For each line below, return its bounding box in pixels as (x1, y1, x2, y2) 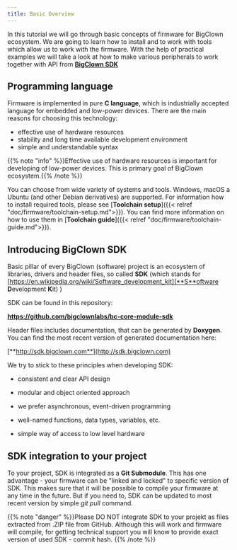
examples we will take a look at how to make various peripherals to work (7, 52, 219, 61)
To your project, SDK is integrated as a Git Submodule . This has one (7, 469, 207, 478)
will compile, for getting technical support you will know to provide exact (7, 528, 219, 537)
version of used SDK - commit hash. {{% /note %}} (7, 535, 156, 544)
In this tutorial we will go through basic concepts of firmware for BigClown (7, 30, 224, 38)
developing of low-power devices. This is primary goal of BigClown (7, 164, 204, 173)
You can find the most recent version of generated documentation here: (7, 333, 217, 342)
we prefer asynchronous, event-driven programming (17, 402, 171, 411)
